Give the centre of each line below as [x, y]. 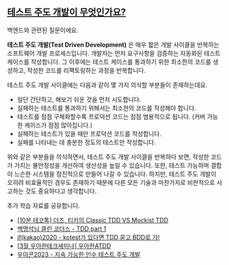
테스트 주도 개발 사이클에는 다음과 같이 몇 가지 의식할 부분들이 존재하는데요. [107, 85]
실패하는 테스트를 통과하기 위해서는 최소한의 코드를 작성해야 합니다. [106, 108]
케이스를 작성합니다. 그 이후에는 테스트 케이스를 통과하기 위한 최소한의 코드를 [109, 62]
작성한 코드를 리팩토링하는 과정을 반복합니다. [86, 70]
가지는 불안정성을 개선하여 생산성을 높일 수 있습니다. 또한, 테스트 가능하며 [112, 165]
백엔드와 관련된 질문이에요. [43, 30]
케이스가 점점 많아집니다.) [58, 125]
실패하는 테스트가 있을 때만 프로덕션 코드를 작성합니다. [89, 134]
